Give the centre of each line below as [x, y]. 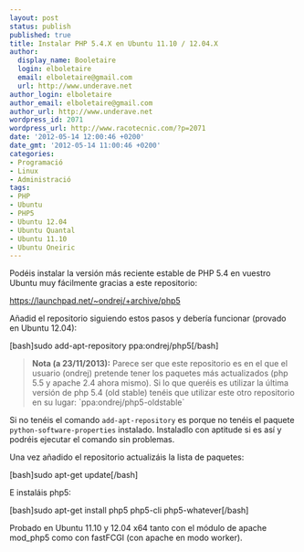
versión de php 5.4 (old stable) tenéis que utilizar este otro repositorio [163, 393]
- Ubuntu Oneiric [42, 248]
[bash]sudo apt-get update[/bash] [74, 475]
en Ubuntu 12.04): [43, 328]
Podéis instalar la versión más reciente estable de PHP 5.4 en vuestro [140, 273]
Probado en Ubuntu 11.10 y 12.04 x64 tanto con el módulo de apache [138, 528]
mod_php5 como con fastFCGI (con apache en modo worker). [126, 538]
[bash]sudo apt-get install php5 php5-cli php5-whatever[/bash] [129, 510]
